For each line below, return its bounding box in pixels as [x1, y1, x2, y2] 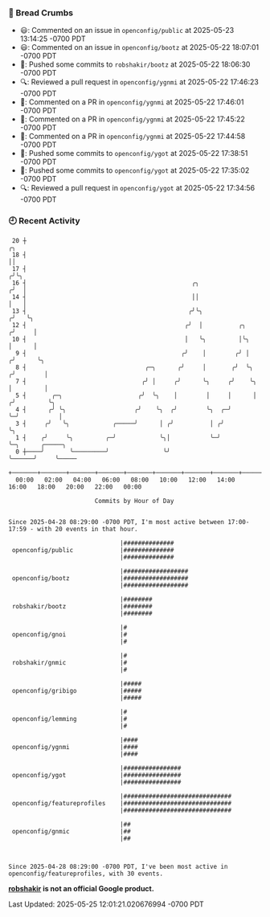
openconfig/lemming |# [11, 714, 128, 723]
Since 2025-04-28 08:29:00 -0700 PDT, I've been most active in [8, 862, 228, 870]
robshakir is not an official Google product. [8, 883, 154, 893]
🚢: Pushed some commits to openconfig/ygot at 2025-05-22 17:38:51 [19, 149, 248, 158]
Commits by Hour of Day [94, 497, 174, 505]
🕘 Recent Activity [8, 215, 80, 227]
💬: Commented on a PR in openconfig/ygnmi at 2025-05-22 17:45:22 [19, 114, 245, 124]
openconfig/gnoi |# [11, 630, 128, 638]
